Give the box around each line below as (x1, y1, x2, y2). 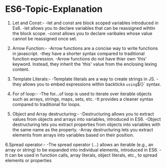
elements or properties (5, 157, 52, 163)
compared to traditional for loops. (12, 101, 81, 107)
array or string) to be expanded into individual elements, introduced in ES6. (5, 147, 159, 153)
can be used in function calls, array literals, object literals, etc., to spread (9, 152, 158, 158)
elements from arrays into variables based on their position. (12, 132, 134, 138)
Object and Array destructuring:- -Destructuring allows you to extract (12, 111, 155, 117)
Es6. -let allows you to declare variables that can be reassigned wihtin (12, 25, 156, 31)
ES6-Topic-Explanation (5, 3, 103, 15)
